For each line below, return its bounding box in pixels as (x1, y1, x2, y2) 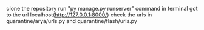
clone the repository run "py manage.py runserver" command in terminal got (6, 5, 198, 12)
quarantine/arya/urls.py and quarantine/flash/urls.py (6, 18, 138, 24)
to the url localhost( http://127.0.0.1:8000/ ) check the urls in (6, 11, 152, 18)
